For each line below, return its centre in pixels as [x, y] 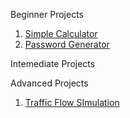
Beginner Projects [47, 14]
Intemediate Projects [53, 63]
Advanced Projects [49, 83]
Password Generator [67, 44]
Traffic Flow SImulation [72, 102]
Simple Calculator [61, 33]
